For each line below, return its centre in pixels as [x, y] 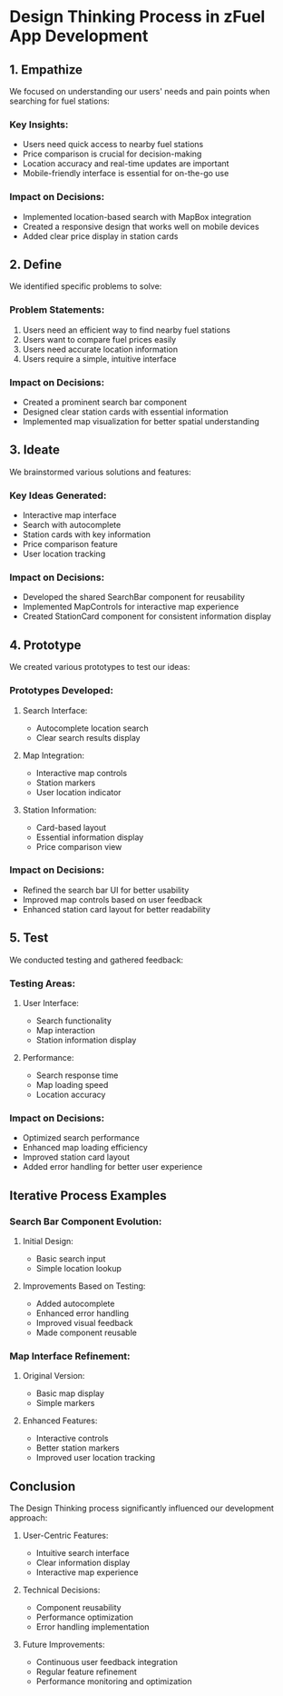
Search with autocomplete [72, 525]
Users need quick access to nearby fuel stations [113, 145]
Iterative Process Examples [88, 1196]
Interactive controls [72, 1439]
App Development [79, 36]
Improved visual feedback [84, 1322]
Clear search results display [88, 737]
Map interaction [65, 1030]
